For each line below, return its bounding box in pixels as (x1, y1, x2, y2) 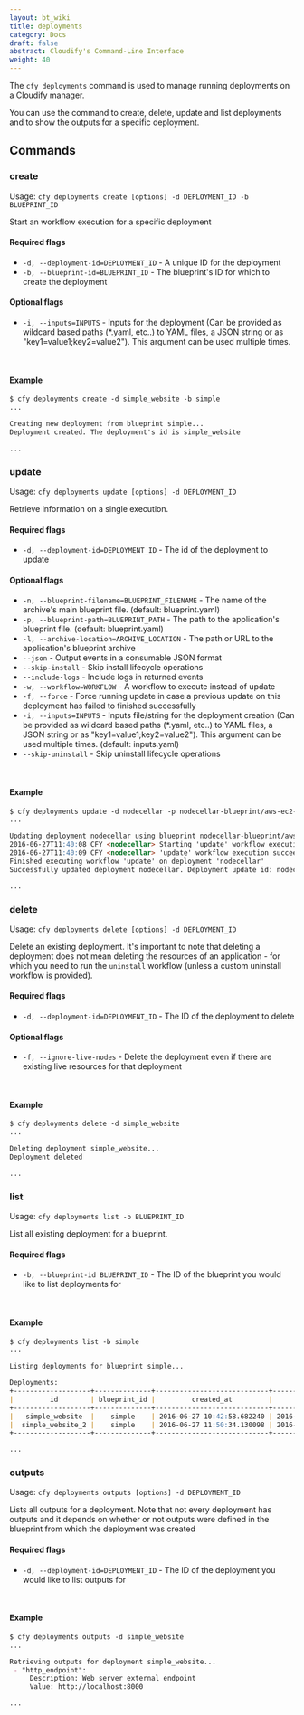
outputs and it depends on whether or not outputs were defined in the (9, 1514, 270, 1525)
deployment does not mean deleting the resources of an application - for (9, 951, 280, 962)
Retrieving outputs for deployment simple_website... (9, 1657, 217, 1666)
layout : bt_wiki (9, 13, 71, 23)
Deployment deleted (9, 1152, 83, 1162)
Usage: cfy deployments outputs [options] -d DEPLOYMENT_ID (9, 1487, 242, 1498)
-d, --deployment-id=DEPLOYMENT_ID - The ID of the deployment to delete (22, 1010, 295, 1022)
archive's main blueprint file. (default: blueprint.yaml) (22, 604, 220, 615)
